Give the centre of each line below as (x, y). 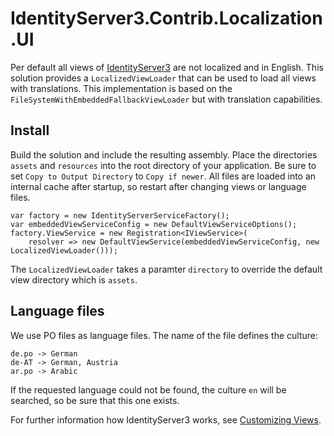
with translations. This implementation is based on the (121, 88)
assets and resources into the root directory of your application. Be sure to (163, 165)
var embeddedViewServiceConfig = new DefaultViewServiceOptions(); (154, 224)
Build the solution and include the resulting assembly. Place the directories (164, 154)
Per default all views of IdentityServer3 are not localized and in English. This (167, 67)
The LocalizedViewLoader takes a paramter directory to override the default (166, 269)
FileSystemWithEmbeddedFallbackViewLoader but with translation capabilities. (166, 99)
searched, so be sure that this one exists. (95, 400)
